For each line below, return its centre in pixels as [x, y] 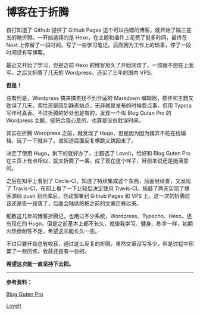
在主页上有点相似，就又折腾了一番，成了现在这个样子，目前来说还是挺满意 [97, 160]
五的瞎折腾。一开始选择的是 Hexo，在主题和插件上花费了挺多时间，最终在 [97, 37]
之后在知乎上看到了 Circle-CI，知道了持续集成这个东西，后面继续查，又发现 [99, 181]
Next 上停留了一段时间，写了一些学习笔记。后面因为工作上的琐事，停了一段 [99, 45]
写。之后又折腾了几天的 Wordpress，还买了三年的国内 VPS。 [81, 72]
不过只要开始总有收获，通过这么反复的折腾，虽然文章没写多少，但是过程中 [97, 243]
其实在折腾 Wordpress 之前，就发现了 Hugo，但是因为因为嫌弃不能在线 [94, 133]
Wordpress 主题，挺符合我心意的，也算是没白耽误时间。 [75, 120]
